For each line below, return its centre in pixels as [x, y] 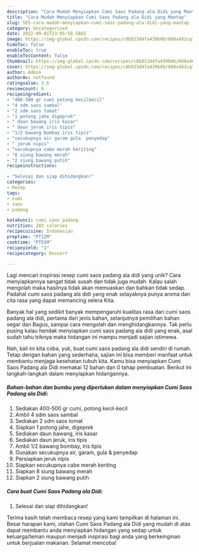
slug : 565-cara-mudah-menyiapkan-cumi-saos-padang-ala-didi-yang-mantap [98, 23]
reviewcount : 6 [25, 89]
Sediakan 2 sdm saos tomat [49, 421]
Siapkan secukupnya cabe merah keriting [66, 465]
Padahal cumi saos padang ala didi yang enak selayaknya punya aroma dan [99, 294]
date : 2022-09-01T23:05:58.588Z [46, 34]
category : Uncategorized [37, 28]
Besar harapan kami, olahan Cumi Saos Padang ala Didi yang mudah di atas [99, 524]
